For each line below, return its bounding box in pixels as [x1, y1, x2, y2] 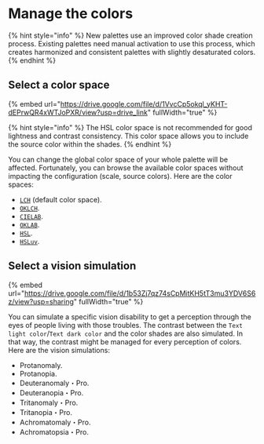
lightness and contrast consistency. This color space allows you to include [8, 131, 249, 140]
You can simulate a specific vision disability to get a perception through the [8, 311, 251, 322]
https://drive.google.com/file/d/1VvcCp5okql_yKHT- [60, 99, 228, 108]
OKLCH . [19, 203, 40, 213]
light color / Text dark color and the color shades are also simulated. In [8, 329, 244, 338]
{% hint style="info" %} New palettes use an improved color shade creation [8, 31, 253, 40]
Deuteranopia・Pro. [19, 388, 84, 397]
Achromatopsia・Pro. [19, 427, 89, 436]
